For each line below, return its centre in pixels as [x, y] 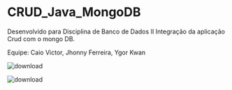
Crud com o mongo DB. [41, 38]
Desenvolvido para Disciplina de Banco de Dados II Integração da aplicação [116, 31]
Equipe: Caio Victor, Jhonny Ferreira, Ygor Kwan [77, 52]
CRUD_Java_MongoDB [74, 12]
